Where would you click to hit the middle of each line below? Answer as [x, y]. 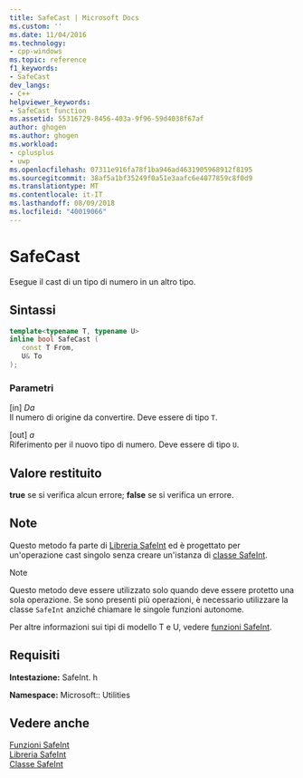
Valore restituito [56, 473]
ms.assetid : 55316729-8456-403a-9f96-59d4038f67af [107, 119]
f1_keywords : [34, 69]
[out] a [22, 435]
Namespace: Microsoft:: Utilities [70, 695]
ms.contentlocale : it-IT [56, 195]
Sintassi [33, 311]
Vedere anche [50, 723]
